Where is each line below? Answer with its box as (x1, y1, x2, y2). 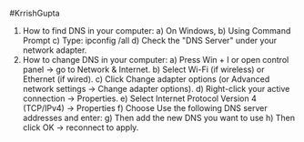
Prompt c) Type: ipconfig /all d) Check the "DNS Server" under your (22, 35, 278, 46)
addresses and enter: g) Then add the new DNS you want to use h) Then (22, 113, 296, 123)
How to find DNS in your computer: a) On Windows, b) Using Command (22, 25, 291, 35)
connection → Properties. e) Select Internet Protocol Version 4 (22, 93, 257, 104)
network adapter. (22, 45, 87, 56)
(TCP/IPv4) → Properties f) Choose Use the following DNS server (22, 103, 268, 113)
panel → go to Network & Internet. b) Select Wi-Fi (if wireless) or (22, 64, 265, 75)
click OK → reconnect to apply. (22, 122, 139, 133)
